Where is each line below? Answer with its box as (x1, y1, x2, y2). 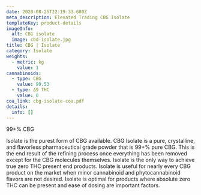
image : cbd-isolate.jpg (11, 37, 71, 43)
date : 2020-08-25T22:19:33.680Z (6, 8, 87, 15)
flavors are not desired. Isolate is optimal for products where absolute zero (6, 175, 191, 183)
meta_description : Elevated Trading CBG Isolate (6, 14, 130, 20)
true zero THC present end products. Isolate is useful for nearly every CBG (6, 163, 191, 170)
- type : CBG (11, 76, 42, 82)
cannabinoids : (6, 70, 42, 76)
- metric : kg (11, 59, 44, 65)
